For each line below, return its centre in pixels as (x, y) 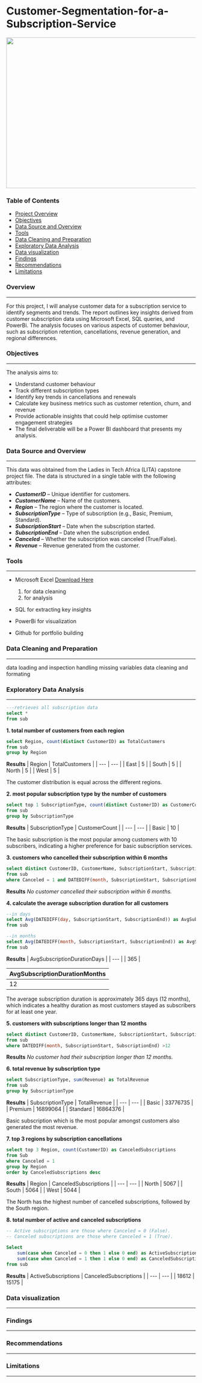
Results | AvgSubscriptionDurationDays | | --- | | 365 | (73, 959)
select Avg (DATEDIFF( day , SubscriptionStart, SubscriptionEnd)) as (93, 920)
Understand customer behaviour (55, 384)
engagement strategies (44, 422)
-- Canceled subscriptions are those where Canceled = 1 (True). (90, 1237)
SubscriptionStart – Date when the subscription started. (85, 527)
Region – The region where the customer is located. (79, 507)
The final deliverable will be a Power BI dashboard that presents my (98, 429)
